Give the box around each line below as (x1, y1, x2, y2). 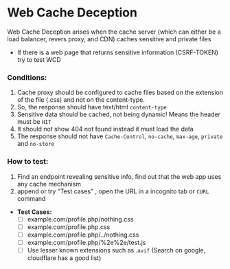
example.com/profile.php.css (27, 222, 111, 231)
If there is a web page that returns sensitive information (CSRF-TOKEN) (16, 48, 218, 56)
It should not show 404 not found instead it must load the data (16, 125, 194, 133)
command (16, 194, 46, 202)
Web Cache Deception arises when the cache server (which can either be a (7, 28, 221, 36)
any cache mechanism (16, 180, 81, 188)
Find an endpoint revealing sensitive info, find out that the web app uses (16, 172, 222, 180)
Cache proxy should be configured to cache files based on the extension (16, 88, 224, 97)
